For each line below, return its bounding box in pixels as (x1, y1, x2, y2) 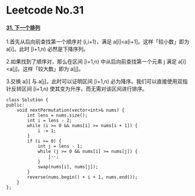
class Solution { (6, 97, 49, 103)
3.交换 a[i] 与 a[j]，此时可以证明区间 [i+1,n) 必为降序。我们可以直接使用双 (6, 78, 183, 85)
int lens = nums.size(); (27, 112, 88, 118)
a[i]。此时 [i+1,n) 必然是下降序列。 (6, 45, 89, 53)
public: (6, 102, 25, 108)
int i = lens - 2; (27, 118, 72, 124)
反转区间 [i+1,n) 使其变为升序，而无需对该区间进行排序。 (11, 85, 148, 92)
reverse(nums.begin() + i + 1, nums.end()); (27, 174, 138, 180)
